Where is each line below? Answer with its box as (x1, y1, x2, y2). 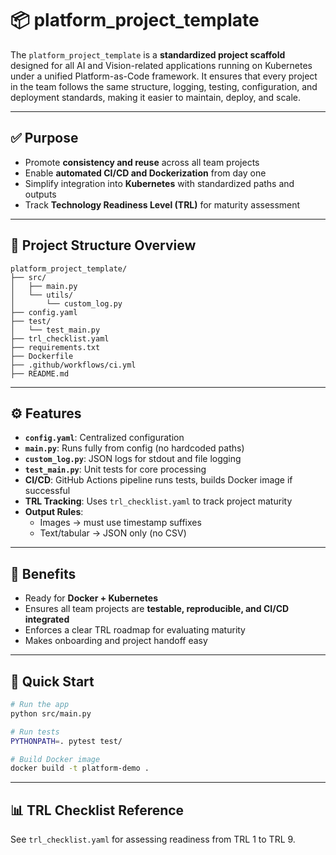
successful (24, 485, 71, 497)
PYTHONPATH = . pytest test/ (10, 736, 123, 746)
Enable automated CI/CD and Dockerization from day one (24, 167, 267, 179)
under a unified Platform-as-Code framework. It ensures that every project (10, 70, 318, 82)
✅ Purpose (10, 130, 79, 147)
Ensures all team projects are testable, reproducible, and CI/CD (24, 603, 290, 615)
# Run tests (10, 727, 60, 737)
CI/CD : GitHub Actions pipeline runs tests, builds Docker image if (24, 474, 293, 486)
